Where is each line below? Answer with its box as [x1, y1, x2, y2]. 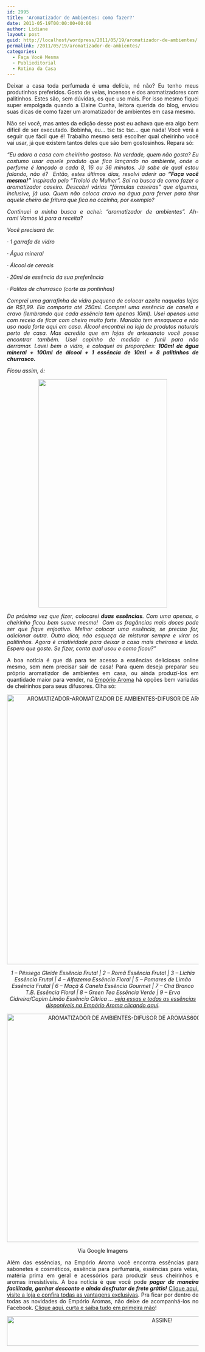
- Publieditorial [12, 60, 57, 66]
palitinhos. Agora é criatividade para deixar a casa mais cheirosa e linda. [7, 639, 199, 646]
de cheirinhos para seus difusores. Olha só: [7, 682, 116, 690]
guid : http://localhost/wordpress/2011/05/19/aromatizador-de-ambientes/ [7, 37, 198, 43]
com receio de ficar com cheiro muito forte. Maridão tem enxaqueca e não [7, 317, 199, 324]
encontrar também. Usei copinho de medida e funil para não [7, 336, 199, 343]
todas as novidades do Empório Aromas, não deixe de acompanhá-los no [7, 1298, 199, 1305]
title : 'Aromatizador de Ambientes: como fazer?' [7, 15, 136, 21]
